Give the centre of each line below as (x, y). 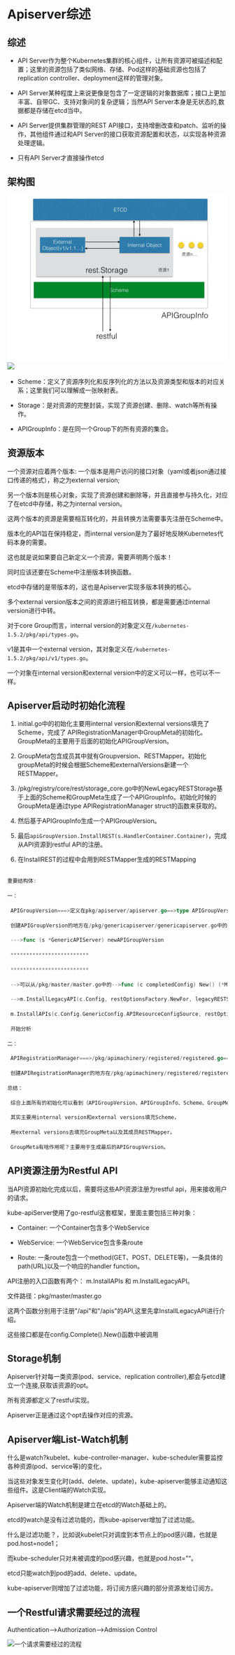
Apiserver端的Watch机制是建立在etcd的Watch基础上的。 (89, 1505)
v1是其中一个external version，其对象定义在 (70, 649)
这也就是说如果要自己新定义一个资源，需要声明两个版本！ (90, 557)
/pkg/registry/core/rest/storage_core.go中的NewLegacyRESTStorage (117, 788)
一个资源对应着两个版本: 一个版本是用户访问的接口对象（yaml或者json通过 (114, 471)
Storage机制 (34, 1358)
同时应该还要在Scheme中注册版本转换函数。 (71, 572)
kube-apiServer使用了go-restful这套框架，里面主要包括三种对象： (102, 1212)
